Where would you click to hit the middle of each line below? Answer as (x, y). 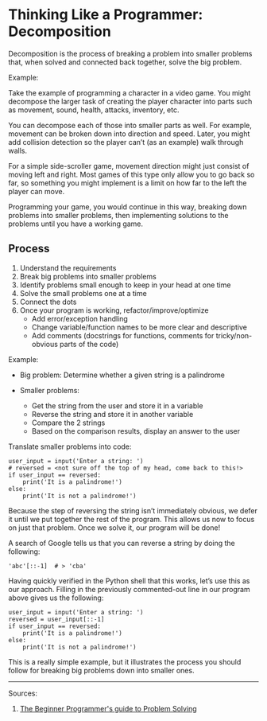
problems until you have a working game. (76, 224)
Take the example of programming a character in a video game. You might (130, 92)
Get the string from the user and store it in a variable (117, 405)
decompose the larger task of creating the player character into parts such (130, 101)
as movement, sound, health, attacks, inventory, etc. (94, 110)
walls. (18, 150)
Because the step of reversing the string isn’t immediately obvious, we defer (133, 510)
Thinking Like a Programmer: (106, 15)
